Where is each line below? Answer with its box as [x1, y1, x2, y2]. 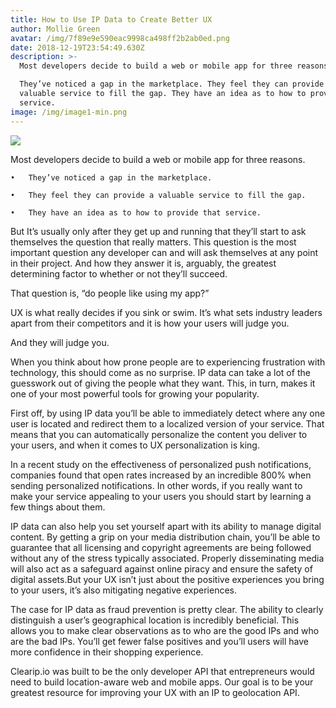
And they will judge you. [10, 336, 110, 348]
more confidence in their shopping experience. [10, 646, 204, 658]
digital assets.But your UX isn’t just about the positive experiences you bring [10, 573, 325, 585]
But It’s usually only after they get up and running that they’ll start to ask [10, 225, 307, 237]
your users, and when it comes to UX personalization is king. [10, 439, 260, 451]
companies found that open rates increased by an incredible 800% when [10, 469, 312, 481]
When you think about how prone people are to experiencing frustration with [10, 356, 326, 368]
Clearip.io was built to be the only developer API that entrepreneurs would [10, 665, 315, 677]
